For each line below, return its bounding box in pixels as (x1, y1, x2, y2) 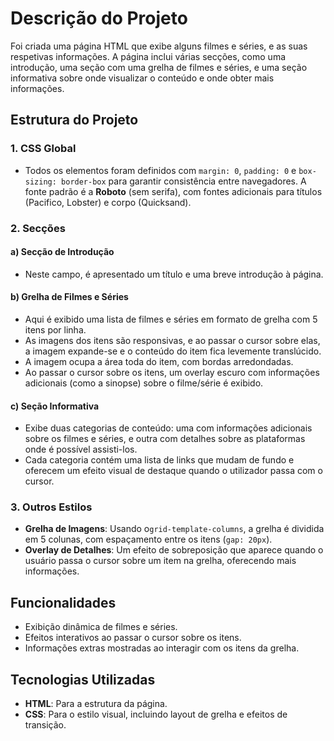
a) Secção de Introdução (10, 246, 115, 258)
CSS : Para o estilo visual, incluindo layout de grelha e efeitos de (24, 708, 288, 721)
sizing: (24, 177, 57, 187)
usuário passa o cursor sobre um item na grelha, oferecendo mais (24, 555, 297, 567)
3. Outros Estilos (10, 500, 93, 514)
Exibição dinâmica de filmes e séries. (24, 621, 178, 633)
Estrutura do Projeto (10, 112, 139, 129)
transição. (24, 719, 67, 731)
